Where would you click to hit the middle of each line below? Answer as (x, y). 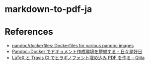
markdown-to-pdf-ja (48, 9)
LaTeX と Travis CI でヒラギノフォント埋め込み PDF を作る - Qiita (78, 58)
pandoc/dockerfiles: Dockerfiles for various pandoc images (73, 46)
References (29, 32)
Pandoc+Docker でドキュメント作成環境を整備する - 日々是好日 (77, 52)
